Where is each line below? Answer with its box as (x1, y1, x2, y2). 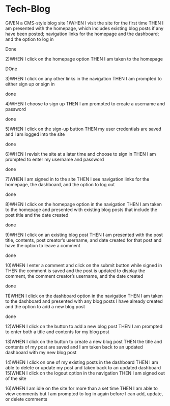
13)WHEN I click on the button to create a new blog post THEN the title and (5, 338, 162, 344)
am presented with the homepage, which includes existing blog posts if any (5, 25, 164, 31)
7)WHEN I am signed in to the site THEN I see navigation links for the (5, 176, 150, 182)
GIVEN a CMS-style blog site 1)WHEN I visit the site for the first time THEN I (5, 20, 164, 26)
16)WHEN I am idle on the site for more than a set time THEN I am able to (5, 385, 158, 391)
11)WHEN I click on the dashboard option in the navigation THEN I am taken (5, 293, 163, 299)
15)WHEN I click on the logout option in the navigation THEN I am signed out (5, 370, 165, 376)
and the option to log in (5, 36, 54, 42)
